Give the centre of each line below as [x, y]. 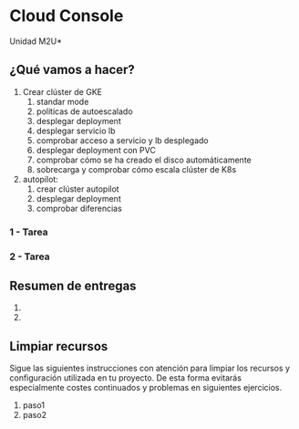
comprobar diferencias [79, 208]
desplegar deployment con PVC [96, 150]
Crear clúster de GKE [62, 91]
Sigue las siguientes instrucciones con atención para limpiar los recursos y [149, 368]
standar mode [62, 101]
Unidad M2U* [36, 41]
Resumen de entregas [73, 285]
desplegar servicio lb [76, 131]
